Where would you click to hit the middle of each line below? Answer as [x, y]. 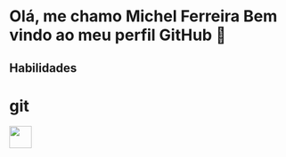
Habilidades [43, 68]
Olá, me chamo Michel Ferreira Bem [143, 16]
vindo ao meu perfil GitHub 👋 [118, 35]
